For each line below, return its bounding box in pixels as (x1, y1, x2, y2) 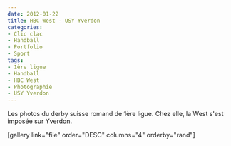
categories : (7, 24, 43, 31)
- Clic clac (7, 30, 43, 38)
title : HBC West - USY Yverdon (7, 17, 101, 24)
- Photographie (7, 83, 53, 90)
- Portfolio (7, 43, 43, 51)
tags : (7, 57, 24, 64)
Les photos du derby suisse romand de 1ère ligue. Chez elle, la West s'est (7, 110, 224, 118)
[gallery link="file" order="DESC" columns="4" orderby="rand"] (7, 131, 195, 140)
